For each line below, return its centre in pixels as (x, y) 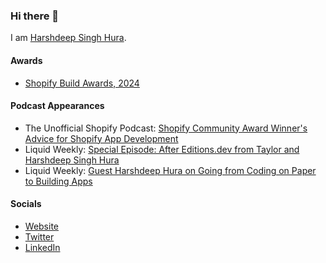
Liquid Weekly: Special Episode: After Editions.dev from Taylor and (162, 149)
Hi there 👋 (35, 16)
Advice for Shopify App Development (101, 138)
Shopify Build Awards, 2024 (82, 83)
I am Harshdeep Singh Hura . (68, 38)
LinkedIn (42, 247)
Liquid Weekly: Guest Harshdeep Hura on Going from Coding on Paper (170, 170)
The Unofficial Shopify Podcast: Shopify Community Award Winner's (166, 128)
